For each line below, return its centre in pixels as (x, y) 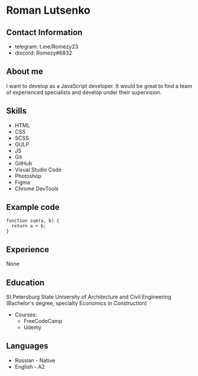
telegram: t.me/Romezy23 (47, 46)
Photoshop (28, 176)
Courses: (26, 315)
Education (25, 282)
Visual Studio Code (38, 170)
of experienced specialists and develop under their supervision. (84, 92)
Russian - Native (35, 360)
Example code (33, 207)
